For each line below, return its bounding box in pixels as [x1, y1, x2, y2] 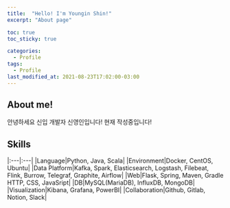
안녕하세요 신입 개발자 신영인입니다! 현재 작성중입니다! [7, 118, 152, 126]
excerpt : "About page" [7, 17, 72, 23]
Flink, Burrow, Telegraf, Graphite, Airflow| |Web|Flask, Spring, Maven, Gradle [7, 171, 224, 180]
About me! [7, 99, 54, 111]
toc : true [7, 29, 36, 36]
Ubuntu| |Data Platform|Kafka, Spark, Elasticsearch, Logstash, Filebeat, [7, 164, 209, 172]
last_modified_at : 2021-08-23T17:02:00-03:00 [7, 73, 139, 80]
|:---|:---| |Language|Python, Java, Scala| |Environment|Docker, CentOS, [7, 156, 214, 165]
